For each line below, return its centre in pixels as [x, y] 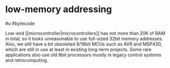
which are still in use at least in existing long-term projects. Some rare [78, 49]
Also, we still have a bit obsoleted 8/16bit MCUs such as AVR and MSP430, [84, 44]
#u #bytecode [20, 23]
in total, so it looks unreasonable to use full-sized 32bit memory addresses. [84, 39]
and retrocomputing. [27, 60]
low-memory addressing [59, 9]
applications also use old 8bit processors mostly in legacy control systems [83, 55]
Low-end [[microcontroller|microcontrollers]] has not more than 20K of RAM [85, 33]
